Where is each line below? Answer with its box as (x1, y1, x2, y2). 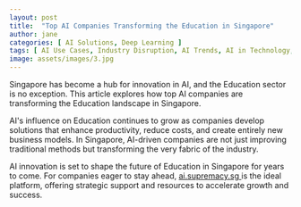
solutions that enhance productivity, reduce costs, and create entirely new (9, 125, 284, 135)
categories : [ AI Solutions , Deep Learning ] (9, 37, 182, 47)
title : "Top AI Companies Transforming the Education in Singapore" (9, 21, 275, 30)
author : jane (9, 29, 58, 38)
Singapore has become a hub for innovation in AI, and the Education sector (9, 79, 287, 89)
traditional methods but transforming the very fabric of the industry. (9, 144, 259, 154)
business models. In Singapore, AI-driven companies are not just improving (9, 135, 287, 145)
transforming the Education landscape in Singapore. (9, 98, 202, 108)
